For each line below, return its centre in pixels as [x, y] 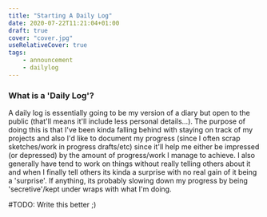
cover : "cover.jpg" [41, 38]
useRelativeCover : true [48, 45]
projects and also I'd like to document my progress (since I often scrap [125, 138]
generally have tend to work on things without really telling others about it [130, 164]
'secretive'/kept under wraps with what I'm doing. [90, 189]
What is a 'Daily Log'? [51, 95]
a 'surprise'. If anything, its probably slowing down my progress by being [128, 181]
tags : [17, 53]
